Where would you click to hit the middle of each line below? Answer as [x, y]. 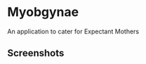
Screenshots [36, 53]
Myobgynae [43, 12]
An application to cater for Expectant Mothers [73, 31]
